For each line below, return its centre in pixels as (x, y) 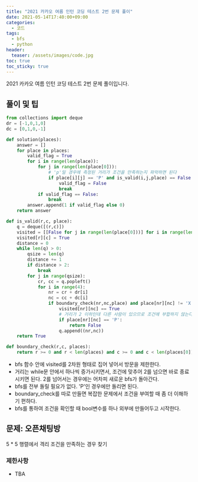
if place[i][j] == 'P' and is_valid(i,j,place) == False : (121, 178)
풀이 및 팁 (22, 104)
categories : (21, 22)
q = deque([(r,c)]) (41, 227)
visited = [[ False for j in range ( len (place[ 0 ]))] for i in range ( (101, 232)
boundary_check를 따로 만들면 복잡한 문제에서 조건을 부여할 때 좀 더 (93, 394)
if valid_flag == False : (68, 194)
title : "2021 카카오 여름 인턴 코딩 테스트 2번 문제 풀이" (70, 11)
